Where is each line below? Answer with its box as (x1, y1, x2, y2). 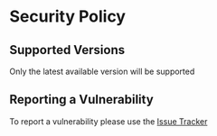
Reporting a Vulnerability (9, 92, 154, 107)
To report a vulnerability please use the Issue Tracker (9, 115, 208, 127)
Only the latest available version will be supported (9, 66, 195, 77)
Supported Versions (9, 42, 125, 58)
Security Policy (9, 6, 127, 27)
